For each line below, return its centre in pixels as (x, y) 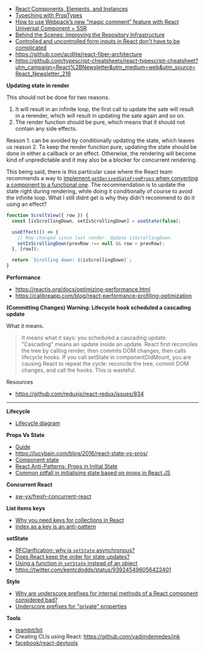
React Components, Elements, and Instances (71, 9)
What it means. (25, 326)
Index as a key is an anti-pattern (56, 527)
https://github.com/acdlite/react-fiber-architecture (78, 54)
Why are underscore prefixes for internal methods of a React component (106, 593)
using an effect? (27, 204)
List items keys (26, 508)
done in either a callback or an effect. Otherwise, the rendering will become (101, 153)
